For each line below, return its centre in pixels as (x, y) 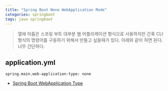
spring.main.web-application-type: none (48, 74)
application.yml (30, 62)
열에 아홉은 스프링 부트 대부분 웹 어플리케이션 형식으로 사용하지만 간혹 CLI (90, 34)
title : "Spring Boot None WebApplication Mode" (56, 10)
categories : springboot (30, 14)
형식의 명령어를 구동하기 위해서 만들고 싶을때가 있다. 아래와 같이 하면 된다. (90, 40)
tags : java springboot (29, 19)
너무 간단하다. (31, 46)
